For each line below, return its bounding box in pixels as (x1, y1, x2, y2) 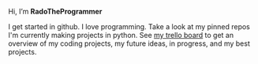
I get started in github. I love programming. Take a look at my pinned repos (8, 22, 251, 31)
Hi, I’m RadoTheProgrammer (8, 7, 103, 16)
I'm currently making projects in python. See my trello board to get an (8, 31, 234, 40)
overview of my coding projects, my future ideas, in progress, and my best (8, 39, 250, 48)
